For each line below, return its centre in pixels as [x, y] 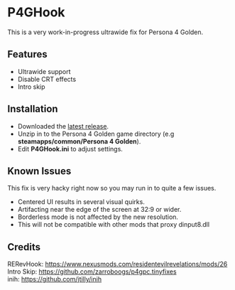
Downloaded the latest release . [63, 126]
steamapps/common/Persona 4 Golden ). [79, 141]
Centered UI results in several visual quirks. [81, 202]
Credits [24, 247]
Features [27, 54]
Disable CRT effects [47, 79]
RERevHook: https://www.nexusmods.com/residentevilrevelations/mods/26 [117, 264]
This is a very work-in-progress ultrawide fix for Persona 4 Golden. [105, 32]
